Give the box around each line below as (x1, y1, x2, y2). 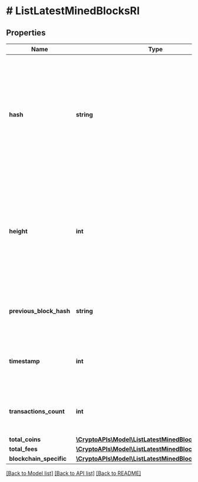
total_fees (9, 445, 38, 453)
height (9, 227, 28, 235)
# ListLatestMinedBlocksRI (6, 4, 140, 18)
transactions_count (9, 408, 65, 415)
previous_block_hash (9, 307, 71, 315)
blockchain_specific (9, 455, 67, 463)
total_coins (9, 435, 41, 444)
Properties (6, 28, 46, 38)
